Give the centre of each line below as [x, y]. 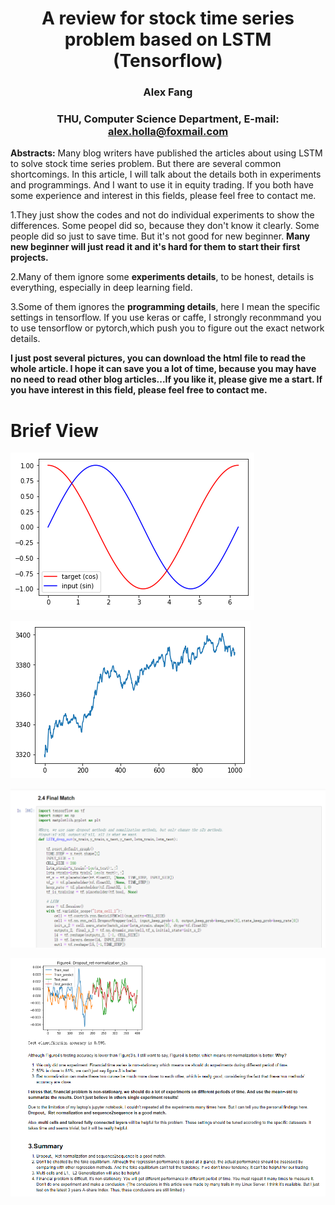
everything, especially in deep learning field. [101, 288]
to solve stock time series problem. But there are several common [146, 164]
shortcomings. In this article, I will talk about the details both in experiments [166, 174]
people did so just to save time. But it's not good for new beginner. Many [160, 236]
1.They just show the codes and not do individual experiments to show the [162, 215]
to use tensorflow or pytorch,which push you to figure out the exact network [167, 328]
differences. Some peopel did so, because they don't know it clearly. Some [165, 226]
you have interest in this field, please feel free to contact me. [139, 390]
